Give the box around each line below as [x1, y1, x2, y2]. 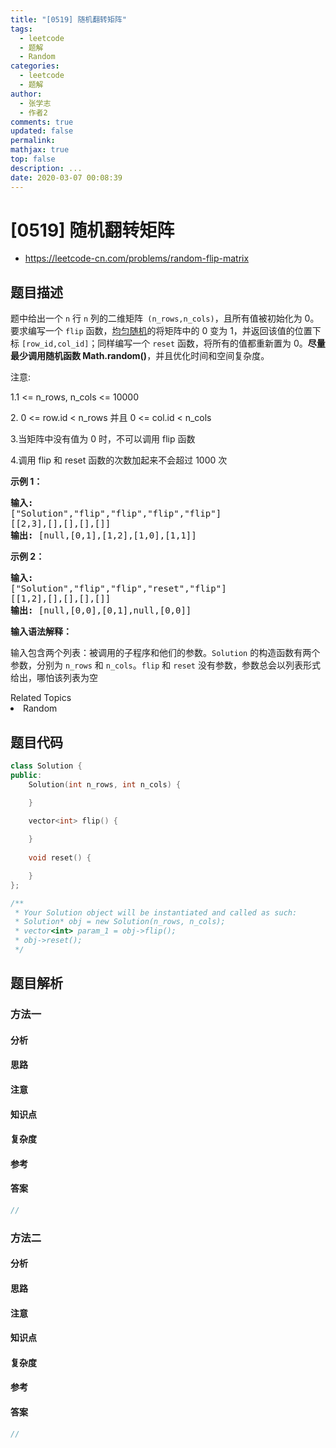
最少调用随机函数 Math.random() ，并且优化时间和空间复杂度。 [10, 350, 270, 362]
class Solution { [10, 761, 83, 771]
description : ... [10, 163, 83, 173]
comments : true [10, 117, 74, 127]
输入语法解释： [10, 626, 72, 638]
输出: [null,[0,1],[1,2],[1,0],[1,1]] [10, 530, 197, 541]
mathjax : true [10, 145, 70, 155]
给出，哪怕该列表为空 [10, 672, 98, 684]
